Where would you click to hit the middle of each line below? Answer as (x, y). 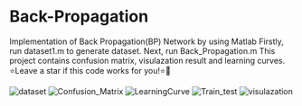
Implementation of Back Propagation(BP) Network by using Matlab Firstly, (147, 41)
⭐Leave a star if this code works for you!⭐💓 (90, 70)
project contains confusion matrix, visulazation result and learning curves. (147, 60)
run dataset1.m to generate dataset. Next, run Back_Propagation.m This (142, 50)
